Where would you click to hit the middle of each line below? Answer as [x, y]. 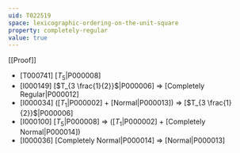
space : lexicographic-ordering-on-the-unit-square [93, 23]
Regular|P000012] [49, 94]
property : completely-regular [58, 30]
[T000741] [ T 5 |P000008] [60, 76]
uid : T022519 [30, 15]
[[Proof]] [23, 60]
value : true [28, 38]
